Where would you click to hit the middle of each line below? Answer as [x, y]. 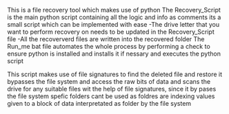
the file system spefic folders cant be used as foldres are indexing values [111, 96]
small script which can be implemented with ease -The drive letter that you [113, 24]
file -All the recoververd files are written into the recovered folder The [106, 39]
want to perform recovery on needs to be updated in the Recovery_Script [111, 32]
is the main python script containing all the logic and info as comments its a [114, 17]
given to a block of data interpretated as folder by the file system [99, 103]
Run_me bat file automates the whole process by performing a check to [109, 46]
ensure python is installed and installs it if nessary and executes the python [114, 54]
